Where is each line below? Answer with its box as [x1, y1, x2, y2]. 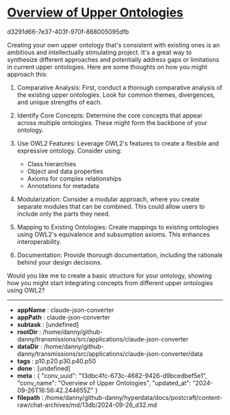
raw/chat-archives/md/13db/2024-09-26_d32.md [16, 401, 157, 409]
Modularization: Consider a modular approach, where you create [16, 194, 200, 203]
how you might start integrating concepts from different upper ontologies [7, 278, 214, 287]
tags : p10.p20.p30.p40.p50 [16, 357, 97, 365]
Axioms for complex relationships [27, 174, 122, 183]
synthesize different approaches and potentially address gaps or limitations [7, 55, 220, 63]
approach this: [7, 70, 48, 78]
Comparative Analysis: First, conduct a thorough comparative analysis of [16, 83, 222, 91]
